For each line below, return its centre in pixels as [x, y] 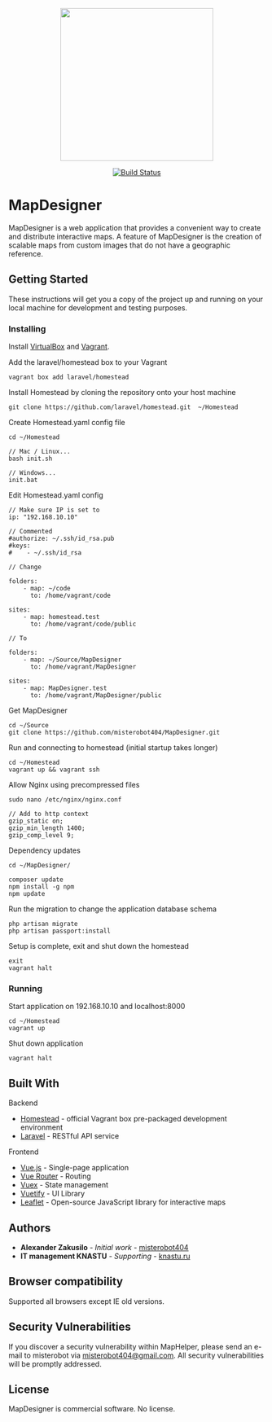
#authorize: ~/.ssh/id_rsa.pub [61, 539]
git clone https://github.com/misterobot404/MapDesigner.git [114, 733]
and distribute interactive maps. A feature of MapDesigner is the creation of [135, 236]
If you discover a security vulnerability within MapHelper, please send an [130, 1346]
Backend [23, 1103]
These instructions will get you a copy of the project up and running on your [136, 299]
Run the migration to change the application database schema [113, 909]
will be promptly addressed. [55, 1363]
